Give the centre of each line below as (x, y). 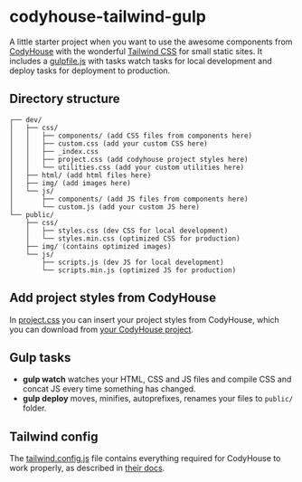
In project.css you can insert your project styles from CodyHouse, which (145, 319)
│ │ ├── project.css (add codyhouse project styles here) (129, 159)
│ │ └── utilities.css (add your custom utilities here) (127, 167)
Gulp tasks (40, 358)
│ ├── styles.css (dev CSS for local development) (127, 231)
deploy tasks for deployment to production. (90, 71)
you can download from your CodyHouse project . (102, 329)
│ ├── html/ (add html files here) (80, 175)
